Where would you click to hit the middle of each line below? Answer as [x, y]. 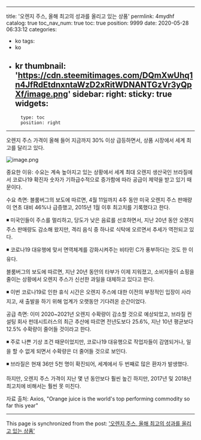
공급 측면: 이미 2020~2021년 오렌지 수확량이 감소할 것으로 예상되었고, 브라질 [96, 314]
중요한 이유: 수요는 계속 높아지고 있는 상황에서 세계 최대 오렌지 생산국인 [89, 172]
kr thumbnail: [40, 66]
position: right [41, 123]
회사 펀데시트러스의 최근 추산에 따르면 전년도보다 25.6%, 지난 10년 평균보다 [105, 321]
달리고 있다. [31, 147]
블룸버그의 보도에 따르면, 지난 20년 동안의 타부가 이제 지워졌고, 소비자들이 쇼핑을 [100, 272]
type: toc [33, 117]
